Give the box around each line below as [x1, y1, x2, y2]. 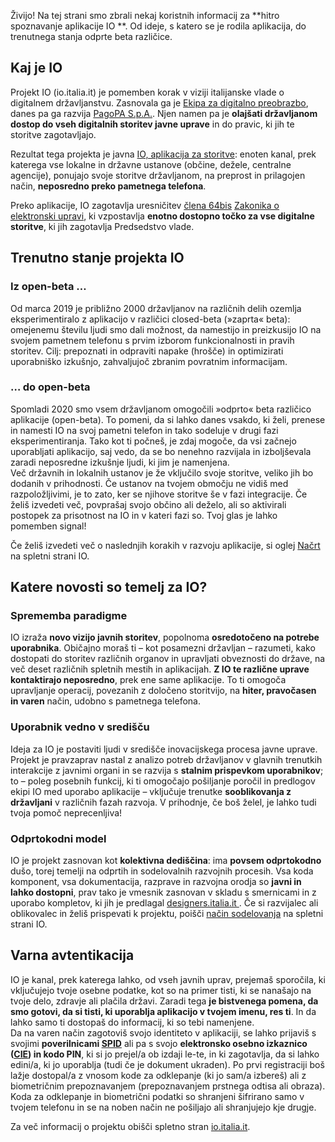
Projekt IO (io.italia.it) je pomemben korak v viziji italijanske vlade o [10, 86, 285, 98]
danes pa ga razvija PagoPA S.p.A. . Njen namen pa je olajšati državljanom [10, 107, 318, 119]
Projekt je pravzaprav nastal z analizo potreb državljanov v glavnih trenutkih [10, 753, 323, 765]
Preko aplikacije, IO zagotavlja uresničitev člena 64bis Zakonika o [10, 199, 280, 211]
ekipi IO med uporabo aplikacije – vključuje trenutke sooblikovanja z [10, 785, 292, 797]
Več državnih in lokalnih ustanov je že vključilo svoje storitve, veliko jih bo [10, 466, 314, 479]
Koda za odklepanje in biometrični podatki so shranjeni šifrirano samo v [10, 1090, 305, 1102]
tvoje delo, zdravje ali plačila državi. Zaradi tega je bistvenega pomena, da [10, 995, 319, 1007]
